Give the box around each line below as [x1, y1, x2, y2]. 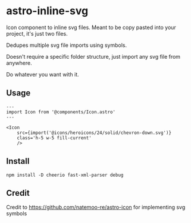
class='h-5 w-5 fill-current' [17, 135, 92, 141]
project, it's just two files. [6, 30, 68, 37]
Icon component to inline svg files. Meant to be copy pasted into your [6, 24, 177, 31]
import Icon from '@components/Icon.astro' [6, 109, 116, 115]
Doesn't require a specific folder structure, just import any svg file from [6, 53, 180, 60]
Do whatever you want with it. [6, 71, 79, 78]
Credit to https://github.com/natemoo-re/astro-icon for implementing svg [6, 203, 186, 211]
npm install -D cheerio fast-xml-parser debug [6, 172, 124, 178]
